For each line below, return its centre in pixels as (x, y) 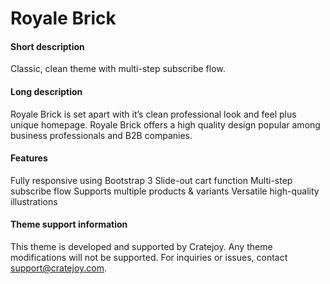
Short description (47, 46)
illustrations (34, 201)
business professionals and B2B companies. (101, 135)
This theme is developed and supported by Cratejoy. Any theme (141, 246)
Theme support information (69, 224)
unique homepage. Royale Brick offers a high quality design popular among (165, 124)
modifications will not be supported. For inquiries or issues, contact (149, 257)
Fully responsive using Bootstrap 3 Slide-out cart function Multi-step (151, 180)
